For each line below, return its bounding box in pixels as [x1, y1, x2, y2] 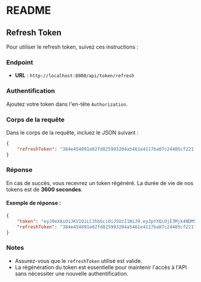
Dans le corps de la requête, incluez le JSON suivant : [6, 129, 139, 136]
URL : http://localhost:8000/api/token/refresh [14, 72, 135, 79]
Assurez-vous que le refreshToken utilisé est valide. [14, 257, 142, 264]
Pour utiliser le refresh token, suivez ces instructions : [6, 43, 139, 50]
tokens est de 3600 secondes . [6, 186, 83, 193]
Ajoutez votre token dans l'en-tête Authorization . [6, 100, 128, 108]
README [6, 4, 51, 17]
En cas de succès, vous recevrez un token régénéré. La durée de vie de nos [6, 179, 194, 186]
